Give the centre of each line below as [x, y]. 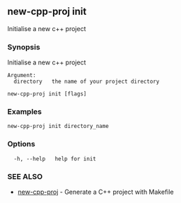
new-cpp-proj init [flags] [47, 94]
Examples [25, 112]
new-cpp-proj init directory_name [58, 127]
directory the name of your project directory [87, 82]
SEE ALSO [25, 176]
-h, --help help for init [55, 158]
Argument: [22, 76]
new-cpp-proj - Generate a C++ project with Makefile [96, 192]
